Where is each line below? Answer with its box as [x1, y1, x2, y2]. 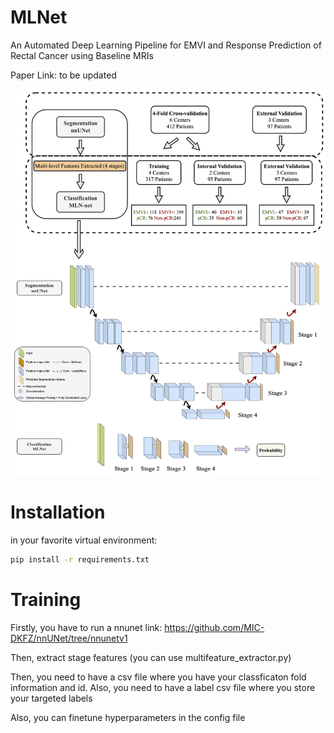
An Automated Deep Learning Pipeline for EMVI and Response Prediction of [10, 39, 322, 51]
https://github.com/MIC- [164, 621, 265, 633]
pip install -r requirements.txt [10, 554, 150, 565]
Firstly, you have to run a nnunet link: [10, 621, 163, 633]
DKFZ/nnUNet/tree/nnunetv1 [10, 632, 128, 644]
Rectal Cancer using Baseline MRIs [10, 49, 154, 61]
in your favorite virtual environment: [10, 534, 158, 546]
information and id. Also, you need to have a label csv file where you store [10, 681, 316, 693]
